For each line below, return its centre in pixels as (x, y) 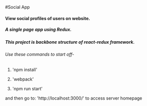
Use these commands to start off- (40, 54)
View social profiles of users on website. (48, 18)
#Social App (18, 7)
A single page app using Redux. (38, 29)
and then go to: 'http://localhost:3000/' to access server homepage (74, 98)
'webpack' (23, 79)
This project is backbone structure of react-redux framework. (70, 42)
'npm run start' (27, 88)
